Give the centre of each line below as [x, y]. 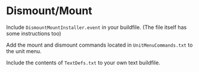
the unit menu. [24, 51]
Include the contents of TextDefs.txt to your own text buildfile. [83, 63]
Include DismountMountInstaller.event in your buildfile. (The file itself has [97, 27]
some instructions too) [34, 33]
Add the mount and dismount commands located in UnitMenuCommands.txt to [99, 45]
